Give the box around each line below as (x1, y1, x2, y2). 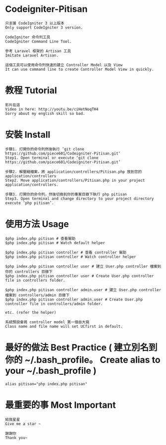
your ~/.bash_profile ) (5, 365, 97, 376)
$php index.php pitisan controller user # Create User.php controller (5, 273, 154, 278)
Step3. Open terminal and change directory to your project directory (5, 196, 154, 201)
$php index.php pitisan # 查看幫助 (5, 236, 76, 241)
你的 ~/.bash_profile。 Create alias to (5, 354, 161, 365)
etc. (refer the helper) (5, 310, 56, 315)
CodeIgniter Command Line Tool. (5, 39, 72, 44)
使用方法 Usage (5, 219, 69, 230)
